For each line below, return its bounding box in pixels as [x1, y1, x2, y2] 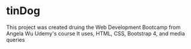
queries [6, 36, 25, 43]
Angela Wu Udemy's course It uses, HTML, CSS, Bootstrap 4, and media [6, 30, 186, 37]
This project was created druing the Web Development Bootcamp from [6, 24, 181, 31]
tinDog [6, 4, 41, 18]
